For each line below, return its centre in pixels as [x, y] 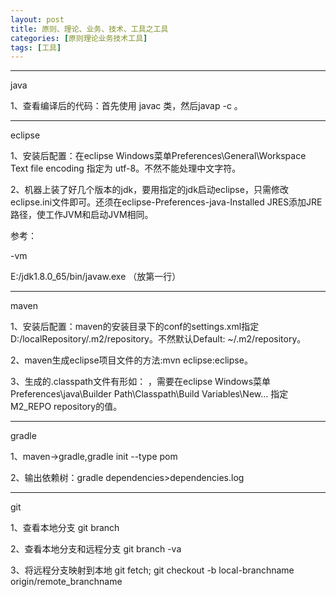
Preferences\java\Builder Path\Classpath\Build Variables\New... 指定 [149, 394]
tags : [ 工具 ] [36, 47]
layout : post [37, 19]
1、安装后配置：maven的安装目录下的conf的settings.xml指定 [135, 327]
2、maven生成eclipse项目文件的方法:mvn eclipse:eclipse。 [131, 360]
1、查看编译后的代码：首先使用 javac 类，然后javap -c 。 [126, 106]
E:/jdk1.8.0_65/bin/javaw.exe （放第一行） [96, 277]
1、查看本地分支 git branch [65, 528]
